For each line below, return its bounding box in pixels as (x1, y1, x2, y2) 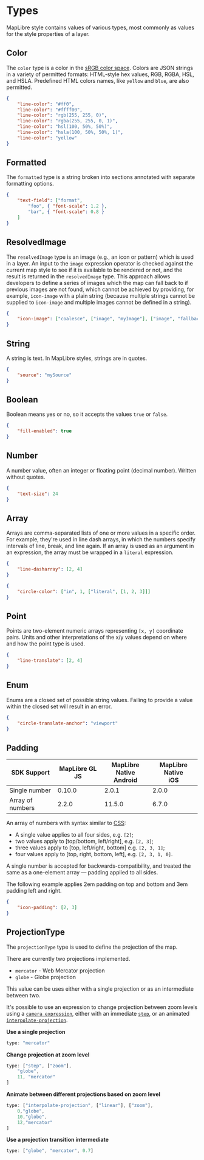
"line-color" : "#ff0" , (17, 101, 75, 107)
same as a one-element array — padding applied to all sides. (6, 869, 158, 876)
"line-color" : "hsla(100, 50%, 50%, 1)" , (17, 129, 123, 135)
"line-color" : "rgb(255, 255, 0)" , (17, 112, 107, 119)
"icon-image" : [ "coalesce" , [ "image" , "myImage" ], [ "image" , (17, 316, 175, 322)
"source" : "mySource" (17, 372, 72, 378)
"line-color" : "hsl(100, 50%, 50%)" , (17, 124, 113, 130)
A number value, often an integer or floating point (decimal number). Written (6, 466, 197, 474)
